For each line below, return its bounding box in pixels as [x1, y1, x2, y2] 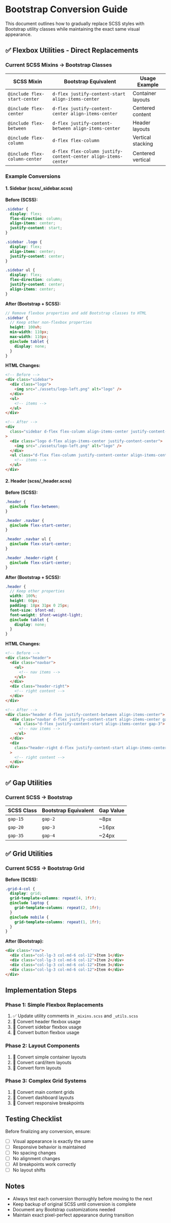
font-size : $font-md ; [10, 608, 56, 613]
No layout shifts [12, 1167, 46, 1173]
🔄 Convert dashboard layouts [12, 1094, 74, 1100]
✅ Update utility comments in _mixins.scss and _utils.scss [12, 1013, 138, 1019]
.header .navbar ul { [5, 537, 51, 542]
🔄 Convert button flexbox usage [12, 1029, 80, 1036]
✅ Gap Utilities [5, 778, 52, 787]
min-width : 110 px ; [10, 329, 49, 335]
